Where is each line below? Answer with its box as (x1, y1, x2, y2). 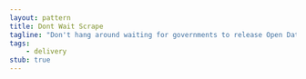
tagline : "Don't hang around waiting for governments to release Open (9, 30, 283, 39)
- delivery (25, 47, 67, 56)
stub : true (9, 55, 51, 64)
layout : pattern (9, 13, 71, 23)
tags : (9, 38, 30, 48)
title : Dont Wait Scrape (9, 22, 104, 31)
